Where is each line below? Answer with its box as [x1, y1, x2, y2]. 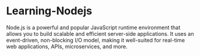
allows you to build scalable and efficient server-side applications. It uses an [6, 30, 194, 37]
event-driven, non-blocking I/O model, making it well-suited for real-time [6, 36, 185, 43]
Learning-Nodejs [6, 4, 93, 18]
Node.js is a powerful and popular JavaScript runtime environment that [6, 24, 181, 31]
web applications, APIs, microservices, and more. [6, 43, 128, 50]
